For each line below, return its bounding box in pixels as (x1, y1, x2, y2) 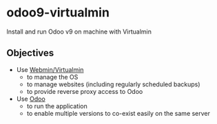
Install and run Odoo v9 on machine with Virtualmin (6, 27, 152, 36)
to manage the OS (26, 73, 79, 81)
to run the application (26, 101, 87, 110)
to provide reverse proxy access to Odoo (26, 87, 143, 95)
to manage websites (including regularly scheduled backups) (26, 80, 200, 88)
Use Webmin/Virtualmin (16, 65, 84, 73)
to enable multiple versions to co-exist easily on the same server (26, 109, 211, 117)
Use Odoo (16, 95, 45, 103)
